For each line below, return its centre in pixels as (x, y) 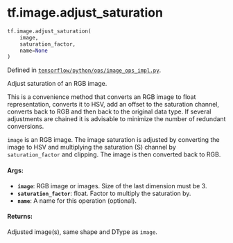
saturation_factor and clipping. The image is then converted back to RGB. (114, 154)
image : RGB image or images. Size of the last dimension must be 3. (112, 186)
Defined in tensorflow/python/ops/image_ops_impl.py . (84, 70)
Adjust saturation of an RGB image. (57, 84)
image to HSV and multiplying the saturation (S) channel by (92, 147)
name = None (34, 51)
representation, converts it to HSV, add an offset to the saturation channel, (113, 105)
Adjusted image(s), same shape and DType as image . (83, 232)
